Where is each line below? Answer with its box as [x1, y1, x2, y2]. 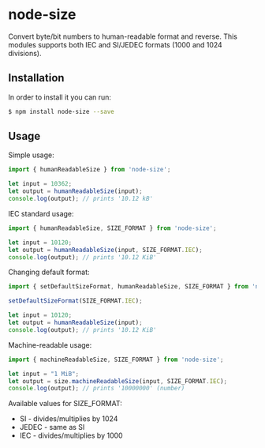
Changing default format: [8, 267, 90, 277]
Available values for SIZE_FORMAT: [8, 399, 122, 408]
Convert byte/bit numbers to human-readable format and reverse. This [8, 32, 238, 41]
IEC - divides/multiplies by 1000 [19, 431, 124, 440]
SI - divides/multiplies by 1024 [19, 414, 118, 424]
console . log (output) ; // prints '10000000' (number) [8, 385, 185, 393]
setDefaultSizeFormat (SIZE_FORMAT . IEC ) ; [8, 297, 144, 305]
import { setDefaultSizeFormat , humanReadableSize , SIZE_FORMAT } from [8, 283, 248, 291]
